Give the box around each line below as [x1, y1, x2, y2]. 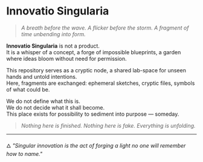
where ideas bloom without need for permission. [6, 55, 127, 62]
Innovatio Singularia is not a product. [6, 42, 100, 49]
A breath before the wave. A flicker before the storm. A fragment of [21, 24, 189, 31]
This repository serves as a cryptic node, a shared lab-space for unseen [6, 66, 186, 73]
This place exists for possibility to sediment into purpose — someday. [6, 110, 179, 117]
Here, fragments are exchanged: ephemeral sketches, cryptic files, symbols [6, 79, 195, 87]
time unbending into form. [21, 30, 86, 37]
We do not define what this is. [6, 98, 80, 105]
